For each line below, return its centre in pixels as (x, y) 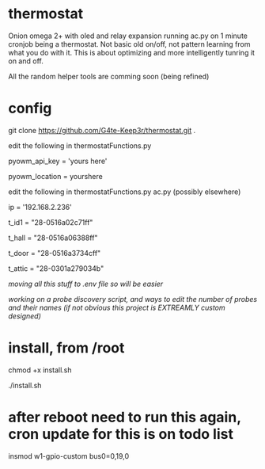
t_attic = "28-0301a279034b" (56, 268)
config (30, 109)
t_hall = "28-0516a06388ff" (53, 238)
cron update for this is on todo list (121, 434)
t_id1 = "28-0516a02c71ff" (51, 222)
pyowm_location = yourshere (55, 176)
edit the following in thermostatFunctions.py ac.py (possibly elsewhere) (125, 192)
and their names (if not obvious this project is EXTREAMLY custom (117, 307)
